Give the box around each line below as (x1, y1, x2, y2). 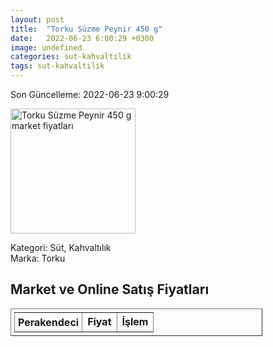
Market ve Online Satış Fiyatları (10, 281, 210, 298)
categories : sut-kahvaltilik (10, 52, 132, 62)
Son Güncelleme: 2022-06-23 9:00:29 (10, 89, 170, 100)
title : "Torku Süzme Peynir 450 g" (10, 24, 163, 34)
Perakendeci (18, 315, 80, 329)
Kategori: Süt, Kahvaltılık (10, 242, 112, 253)
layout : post (10, 14, 65, 25)
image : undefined (10, 42, 83, 53)
